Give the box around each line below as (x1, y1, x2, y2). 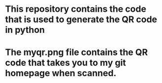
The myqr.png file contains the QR (5, 47, 148, 58)
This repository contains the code (5, 3, 147, 15)
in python (5, 25, 45, 35)
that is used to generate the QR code (5, 14, 158, 25)
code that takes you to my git (5, 57, 127, 68)
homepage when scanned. (5, 68, 117, 79)
